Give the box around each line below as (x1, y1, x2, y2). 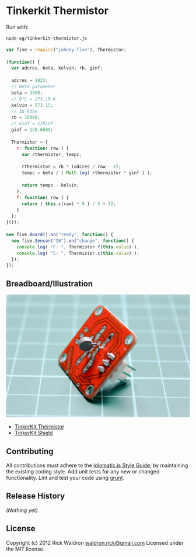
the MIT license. (6, 545, 45, 552)
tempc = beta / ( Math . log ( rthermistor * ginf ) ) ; (21, 170, 153, 176)
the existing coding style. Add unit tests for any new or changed (6, 468, 160, 475)
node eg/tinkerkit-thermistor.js (6, 35, 87, 41)
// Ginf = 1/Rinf (11, 121, 54, 127)
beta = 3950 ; (11, 89, 43, 96)
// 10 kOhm (11, 108, 38, 115)
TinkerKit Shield (14, 430, 53, 437)
